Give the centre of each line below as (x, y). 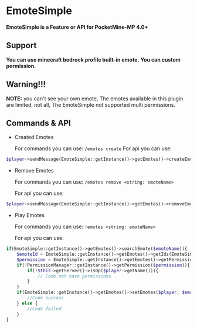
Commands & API (39, 123)
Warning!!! (26, 84)
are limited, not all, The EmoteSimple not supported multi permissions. (91, 104)
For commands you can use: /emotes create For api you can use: (93, 148)
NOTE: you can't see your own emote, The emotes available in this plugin (95, 99)
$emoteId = (30, 254)
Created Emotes (34, 137)
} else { (27, 303)
